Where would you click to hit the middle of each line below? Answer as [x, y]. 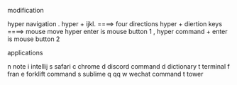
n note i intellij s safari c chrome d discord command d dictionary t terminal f [119, 66]
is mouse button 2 [34, 39]
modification [26, 10]
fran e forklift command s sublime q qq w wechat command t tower [105, 74]
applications [25, 53]
